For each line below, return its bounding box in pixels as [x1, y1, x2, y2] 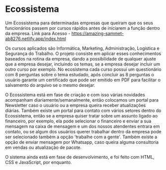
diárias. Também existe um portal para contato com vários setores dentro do [5, 108, 162, 113]
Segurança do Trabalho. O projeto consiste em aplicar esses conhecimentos [5, 51, 162, 57]
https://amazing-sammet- [71, 30, 124, 36]
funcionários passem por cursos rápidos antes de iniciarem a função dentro [5, 25, 160, 31]
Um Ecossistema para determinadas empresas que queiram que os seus [5, 20, 154, 26]
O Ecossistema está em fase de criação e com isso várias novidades [5, 92, 145, 98]
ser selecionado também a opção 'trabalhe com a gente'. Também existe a [5, 134, 158, 140]
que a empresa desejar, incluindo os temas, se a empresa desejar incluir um [5, 61, 160, 67]
